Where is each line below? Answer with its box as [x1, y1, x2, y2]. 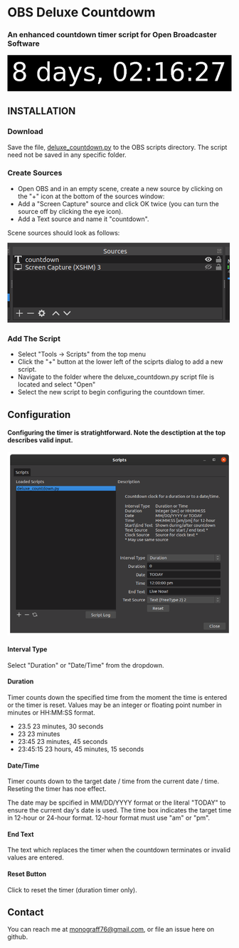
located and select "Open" [17, 380, 96, 389]
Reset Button [7, 870, 47, 878]
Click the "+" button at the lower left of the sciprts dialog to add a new [17, 357, 223, 366]
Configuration [7, 408, 71, 421]
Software [7, 39, 41, 49]
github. [7, 932, 28, 942]
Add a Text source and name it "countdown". [17, 215, 149, 223]
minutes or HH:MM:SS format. [7, 708, 96, 717]
